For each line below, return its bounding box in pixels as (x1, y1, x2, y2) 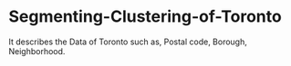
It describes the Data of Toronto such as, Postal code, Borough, (8, 36, 248, 47)
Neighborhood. (8, 45, 66, 56)
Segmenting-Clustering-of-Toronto (8, 6, 282, 27)
